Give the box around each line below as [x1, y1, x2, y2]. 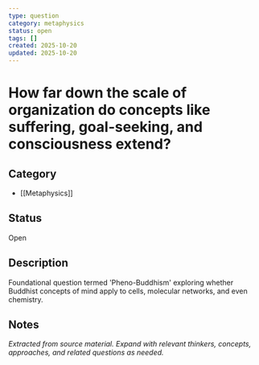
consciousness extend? [8, 135, 171, 154]
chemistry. [8, 294, 43, 304]
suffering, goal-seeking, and [8, 118, 203, 137]
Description [8, 256, 68, 270]
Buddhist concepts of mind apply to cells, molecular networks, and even [8, 286, 248, 296]
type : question [8, 11, 60, 20]
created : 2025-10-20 [8, 42, 78, 50]
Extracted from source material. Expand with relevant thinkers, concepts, [8, 339, 252, 349]
